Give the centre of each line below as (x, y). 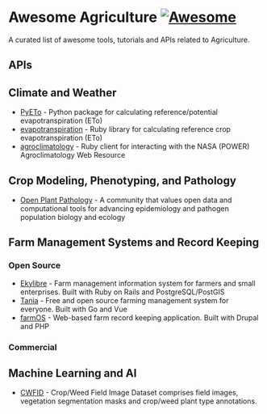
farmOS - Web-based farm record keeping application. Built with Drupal (139, 317)
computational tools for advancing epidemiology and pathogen (125, 208)
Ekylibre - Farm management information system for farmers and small (138, 283)
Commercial (33, 347)
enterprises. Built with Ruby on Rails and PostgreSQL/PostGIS (122, 292)
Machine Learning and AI (73, 373)
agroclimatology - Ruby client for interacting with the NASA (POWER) (135, 146)
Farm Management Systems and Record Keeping (134, 243)
